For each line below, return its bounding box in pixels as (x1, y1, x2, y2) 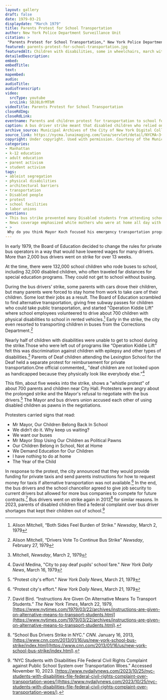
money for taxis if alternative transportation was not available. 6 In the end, (5, 478, 157, 485)
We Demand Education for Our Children (12, 448, 93, 454)
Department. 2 (5, 327, 33, 334)
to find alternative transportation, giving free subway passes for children (5, 299, 154, 305)
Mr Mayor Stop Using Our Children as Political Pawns (12, 437, 122, 443)
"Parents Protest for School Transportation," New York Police (7, 40, 141, 45)
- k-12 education (5, 151, 41, 156)
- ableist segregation (5, 174, 52, 179)
